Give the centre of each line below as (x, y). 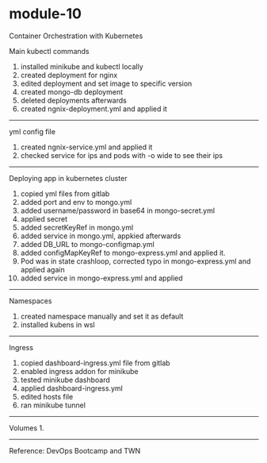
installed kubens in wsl (57, 324)
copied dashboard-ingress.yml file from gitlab (95, 363)
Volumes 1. (27, 428)
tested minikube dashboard (65, 380)
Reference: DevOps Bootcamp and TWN (75, 450)
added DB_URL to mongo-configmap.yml (88, 244)
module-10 (46, 14)
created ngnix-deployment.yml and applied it (93, 109)
